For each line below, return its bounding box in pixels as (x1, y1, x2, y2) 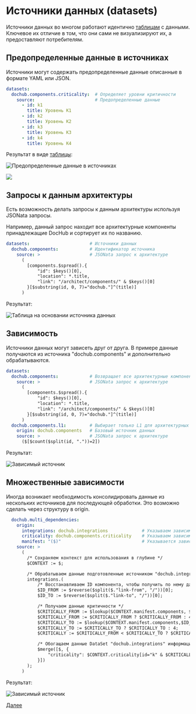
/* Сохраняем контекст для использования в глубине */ (27, 555, 163, 561)
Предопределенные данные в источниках (6, 53, 169, 63)
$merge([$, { (37, 647, 69, 653)
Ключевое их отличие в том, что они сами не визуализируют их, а (6, 29, 172, 36)
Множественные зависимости (6, 478, 124, 488)
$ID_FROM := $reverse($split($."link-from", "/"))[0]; (37, 587, 174, 593)
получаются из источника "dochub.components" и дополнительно (6, 350, 171, 358)
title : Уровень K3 (27, 129, 72, 135)
